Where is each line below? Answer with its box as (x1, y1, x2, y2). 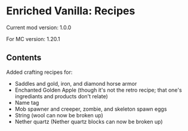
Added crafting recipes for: (6, 68, 73, 76)
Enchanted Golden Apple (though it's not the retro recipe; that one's (14, 86, 182, 93)
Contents (6, 52, 42, 63)
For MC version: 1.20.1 (6, 35, 60, 42)
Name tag (14, 99, 39, 106)
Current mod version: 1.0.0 (6, 24, 72, 31)
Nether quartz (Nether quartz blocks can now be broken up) (14, 118, 163, 125)
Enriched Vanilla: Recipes (6, 4, 135, 18)
